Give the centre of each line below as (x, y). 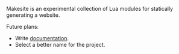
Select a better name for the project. (60, 45)
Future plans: (23, 27)
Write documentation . (42, 38)
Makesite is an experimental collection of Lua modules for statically (90, 9)
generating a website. (33, 15)
